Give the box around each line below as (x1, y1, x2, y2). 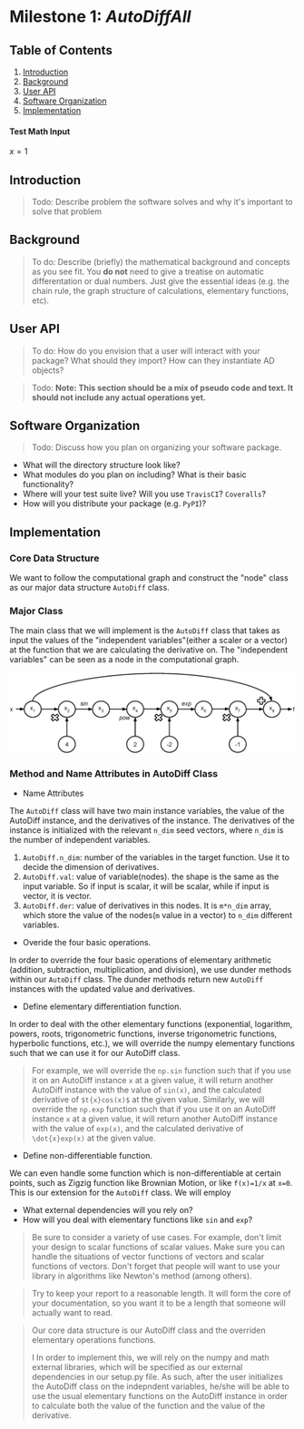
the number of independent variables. (9, 835, 152, 846)
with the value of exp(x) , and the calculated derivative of (31, 1123, 244, 1134)
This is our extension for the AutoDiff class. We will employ (9, 1187, 231, 1199)
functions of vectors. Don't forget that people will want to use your (31, 1261, 281, 1272)
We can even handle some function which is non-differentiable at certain (9, 1168, 281, 1179)
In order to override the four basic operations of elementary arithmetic (9, 954, 272, 965)
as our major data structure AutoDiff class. (9, 582, 170, 593)
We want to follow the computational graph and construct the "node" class (9, 573, 289, 583)
